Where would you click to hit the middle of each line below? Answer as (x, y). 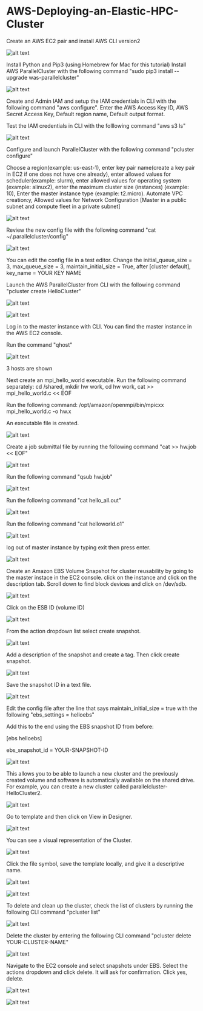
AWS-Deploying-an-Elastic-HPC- (92, 11)
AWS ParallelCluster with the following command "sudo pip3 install (90, 71)
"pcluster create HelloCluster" (44, 291)
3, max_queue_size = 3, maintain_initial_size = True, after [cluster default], (98, 266)
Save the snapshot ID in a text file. (49, 684)
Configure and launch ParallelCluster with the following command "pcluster (100, 149)
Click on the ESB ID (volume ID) (45, 607)
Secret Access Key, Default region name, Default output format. (86, 114)
